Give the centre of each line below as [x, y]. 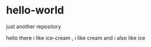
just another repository [34, 26]
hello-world [35, 10]
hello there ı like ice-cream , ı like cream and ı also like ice [76, 38]
